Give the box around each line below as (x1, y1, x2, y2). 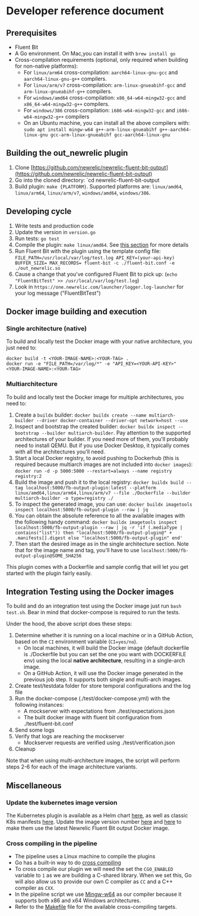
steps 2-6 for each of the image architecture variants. (6, 763, 138, 770)
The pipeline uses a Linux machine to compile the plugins (14, 853, 156, 860)
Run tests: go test (14, 235, 60, 242)
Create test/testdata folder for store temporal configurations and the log (14, 682, 191, 690)
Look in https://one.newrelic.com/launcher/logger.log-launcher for (14, 283, 184, 290)
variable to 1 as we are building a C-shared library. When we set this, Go (14, 872, 192, 879)
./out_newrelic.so (14, 265, 61, 271)
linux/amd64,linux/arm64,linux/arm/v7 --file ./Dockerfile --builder (14, 490, 191, 496)
